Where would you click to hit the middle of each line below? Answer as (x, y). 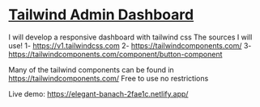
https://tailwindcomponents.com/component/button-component (115, 54)
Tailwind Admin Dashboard (101, 15)
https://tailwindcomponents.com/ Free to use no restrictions (109, 78)
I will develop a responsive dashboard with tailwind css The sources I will (130, 37)
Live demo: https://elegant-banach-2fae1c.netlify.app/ (98, 93)
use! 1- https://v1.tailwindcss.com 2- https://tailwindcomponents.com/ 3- (130, 45)
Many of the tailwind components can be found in (91, 69)
